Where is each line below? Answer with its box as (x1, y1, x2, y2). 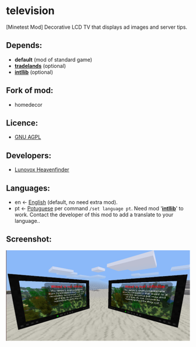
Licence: (6, 118, 38, 128)
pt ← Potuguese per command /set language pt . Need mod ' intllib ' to (14, 205, 184, 212)
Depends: (6, 40, 43, 50)
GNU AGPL (14, 134, 41, 141)
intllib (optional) (14, 69, 54, 76)
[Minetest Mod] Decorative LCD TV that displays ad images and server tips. (6, 23, 188, 30)
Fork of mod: (6, 86, 54, 96)
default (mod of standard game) (14, 56, 92, 63)
